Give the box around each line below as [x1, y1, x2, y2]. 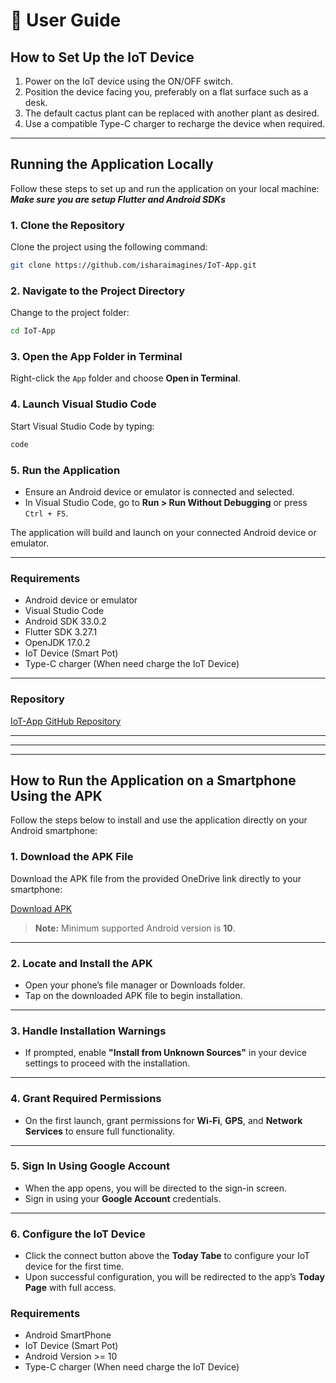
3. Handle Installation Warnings [10, 1024, 167, 1038]
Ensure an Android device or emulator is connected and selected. [24, 485, 295, 498]
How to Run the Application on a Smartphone [10, 772, 297, 789]
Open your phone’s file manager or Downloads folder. [24, 979, 246, 991]
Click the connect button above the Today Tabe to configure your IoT [24, 1250, 311, 1262]
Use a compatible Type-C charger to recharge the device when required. [24, 118, 326, 129]
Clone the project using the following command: [10, 241, 208, 253]
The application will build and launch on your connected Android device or [10, 526, 317, 538]
